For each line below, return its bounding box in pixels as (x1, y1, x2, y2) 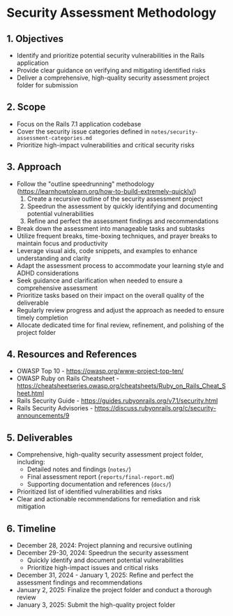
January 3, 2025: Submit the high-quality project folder (16, 601, 176, 609)
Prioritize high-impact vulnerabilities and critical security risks (16, 141, 195, 149)
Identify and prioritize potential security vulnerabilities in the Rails (16, 51, 205, 59)
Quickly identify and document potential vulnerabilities (27, 556, 184, 564)
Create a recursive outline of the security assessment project (27, 194, 203, 203)
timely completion (16, 313, 68, 322)
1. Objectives (6, 33, 64, 45)
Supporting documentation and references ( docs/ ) (27, 480, 172, 489)
